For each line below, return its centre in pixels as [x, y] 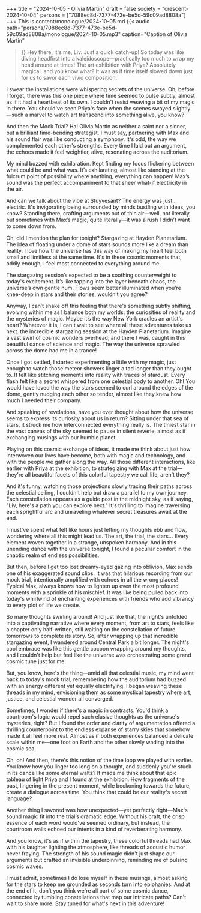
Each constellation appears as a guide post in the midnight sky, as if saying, [100, 499]
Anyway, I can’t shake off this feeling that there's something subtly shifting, [99, 306]
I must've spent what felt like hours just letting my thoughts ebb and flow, [97, 530]
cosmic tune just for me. [36, 661]
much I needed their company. [44, 400]
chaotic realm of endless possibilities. [53, 555]
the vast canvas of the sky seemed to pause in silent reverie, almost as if [96, 431]
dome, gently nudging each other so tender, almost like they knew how [94, 394]
